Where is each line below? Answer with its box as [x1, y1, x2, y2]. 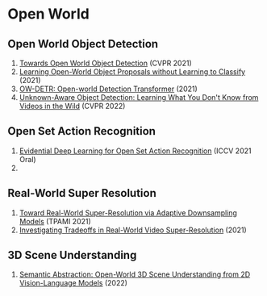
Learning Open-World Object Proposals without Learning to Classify [19, 67, 246, 77]
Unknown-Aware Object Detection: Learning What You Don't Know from [19, 93, 259, 102]
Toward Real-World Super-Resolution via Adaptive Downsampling [19, 207, 237, 218]
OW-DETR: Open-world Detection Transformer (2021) [19, 84, 198, 94]
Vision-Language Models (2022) [19, 278, 128, 288]
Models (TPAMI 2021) [19, 216, 92, 226]
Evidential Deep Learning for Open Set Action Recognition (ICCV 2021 [19, 146, 252, 156]
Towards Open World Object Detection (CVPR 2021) [19, 58, 193, 68]
